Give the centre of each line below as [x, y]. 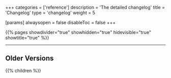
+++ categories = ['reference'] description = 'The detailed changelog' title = [85, 7]
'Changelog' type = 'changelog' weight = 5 [50, 13]
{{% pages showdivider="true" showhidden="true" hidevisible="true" [78, 32]
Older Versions [30, 58]
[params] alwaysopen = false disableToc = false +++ [61, 23]
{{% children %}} [23, 70]
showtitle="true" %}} [27, 38]
